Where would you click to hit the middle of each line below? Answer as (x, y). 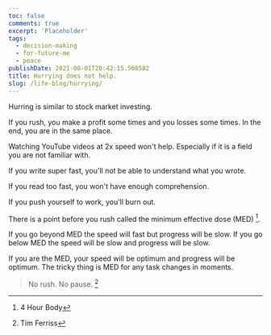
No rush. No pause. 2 (63, 283)
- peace (29, 61)
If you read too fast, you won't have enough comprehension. (109, 186)
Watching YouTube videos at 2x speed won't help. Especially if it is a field (130, 146)
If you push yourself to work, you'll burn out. (82, 202)
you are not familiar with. (50, 155)
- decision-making (47, 46)
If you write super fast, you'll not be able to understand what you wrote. (127, 170)
